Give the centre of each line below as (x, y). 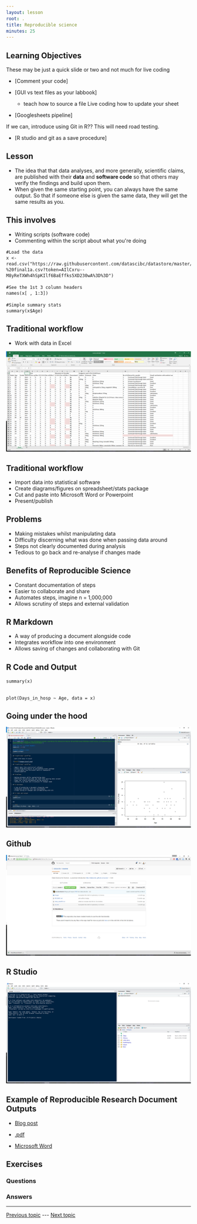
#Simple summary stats (34, 305)
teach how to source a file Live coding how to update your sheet (101, 104)
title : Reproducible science (42, 25)
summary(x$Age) (25, 311)
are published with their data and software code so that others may (96, 177)
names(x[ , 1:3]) (27, 293)
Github (19, 844)
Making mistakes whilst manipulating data (65, 533)
